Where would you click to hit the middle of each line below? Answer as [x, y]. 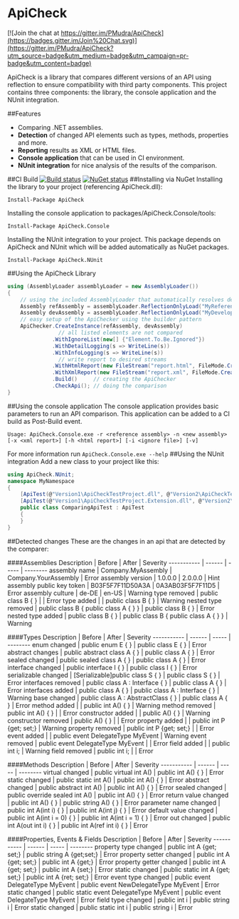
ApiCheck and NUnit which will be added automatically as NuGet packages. [118, 247]
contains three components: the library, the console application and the [112, 92]
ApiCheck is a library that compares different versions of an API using [110, 77]
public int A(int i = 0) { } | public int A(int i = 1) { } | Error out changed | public [119, 818]
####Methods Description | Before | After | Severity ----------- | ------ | [113, 764]
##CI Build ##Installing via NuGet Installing [115, 179]
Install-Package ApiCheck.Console [59, 226]
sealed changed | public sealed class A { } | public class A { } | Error [107, 660]
